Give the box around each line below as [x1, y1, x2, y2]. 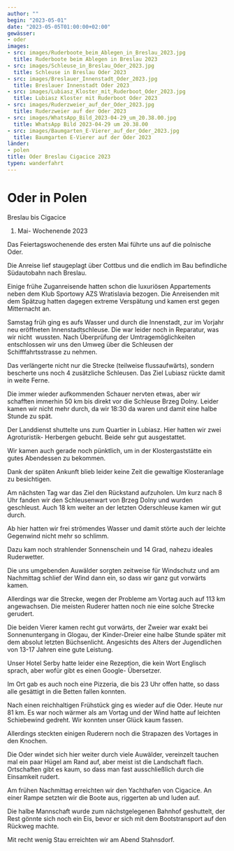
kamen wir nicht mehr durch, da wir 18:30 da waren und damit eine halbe [7, 404, 217, 413]
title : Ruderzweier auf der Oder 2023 [13, 108, 127, 115]
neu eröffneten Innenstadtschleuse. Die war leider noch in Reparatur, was [7, 325, 219, 334]
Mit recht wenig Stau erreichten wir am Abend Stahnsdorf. [7, 835, 175, 843]
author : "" [7, 10, 39, 17]
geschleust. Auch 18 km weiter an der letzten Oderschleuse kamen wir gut [7, 503, 221, 511]
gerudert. [7, 609, 35, 617]
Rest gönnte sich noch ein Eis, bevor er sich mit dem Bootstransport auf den [7, 814, 227, 822]
